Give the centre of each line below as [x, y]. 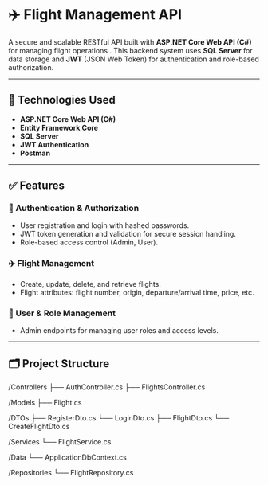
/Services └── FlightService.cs [60, 441]
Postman [35, 153]
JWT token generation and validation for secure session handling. [128, 234]
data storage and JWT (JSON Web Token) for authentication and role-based [134, 59]
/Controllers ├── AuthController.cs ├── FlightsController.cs [107, 387]
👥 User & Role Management [62, 313]
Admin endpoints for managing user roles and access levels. [119, 331]
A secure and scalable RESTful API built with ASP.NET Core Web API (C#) [130, 42]
